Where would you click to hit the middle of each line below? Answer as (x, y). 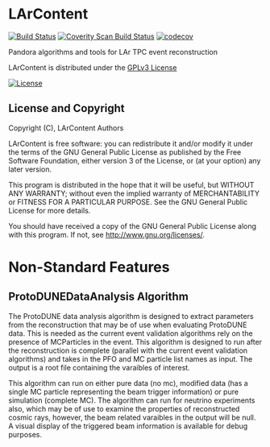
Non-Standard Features (89, 267)
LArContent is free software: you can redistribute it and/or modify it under (131, 143)
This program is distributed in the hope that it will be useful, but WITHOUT (131, 184)
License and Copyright (66, 108)
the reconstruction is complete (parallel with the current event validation (128, 350)
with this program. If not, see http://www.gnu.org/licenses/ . (107, 234)
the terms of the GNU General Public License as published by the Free (125, 152)
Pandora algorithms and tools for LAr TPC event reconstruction (113, 52)
